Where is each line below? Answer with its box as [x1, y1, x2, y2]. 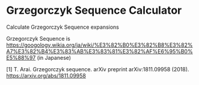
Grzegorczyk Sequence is [6, 35, 70, 42]
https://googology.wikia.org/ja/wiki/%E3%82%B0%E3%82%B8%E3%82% [6, 41, 194, 48]
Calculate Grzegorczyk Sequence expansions [6, 23, 119, 31]
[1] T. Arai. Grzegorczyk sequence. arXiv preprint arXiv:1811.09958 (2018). [6, 65, 189, 72]
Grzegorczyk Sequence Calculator [6, 4, 182, 17]
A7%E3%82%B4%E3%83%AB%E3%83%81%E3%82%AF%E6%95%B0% [6, 47, 194, 54]
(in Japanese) [37, 54, 71, 61]
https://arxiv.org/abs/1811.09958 [6, 72, 86, 79]
